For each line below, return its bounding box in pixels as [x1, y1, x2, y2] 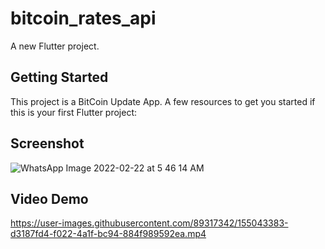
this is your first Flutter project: [10, 106, 138, 118]
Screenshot [10, 135, 85, 152]
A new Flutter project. [10, 40, 100, 52]
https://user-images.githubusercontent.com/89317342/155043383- [10, 217, 289, 229]
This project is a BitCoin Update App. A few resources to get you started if [10, 95, 316, 107]
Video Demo [10, 190, 89, 207]
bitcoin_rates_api [10, 7, 157, 30]
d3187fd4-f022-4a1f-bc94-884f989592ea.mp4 [10, 228, 207, 240]
